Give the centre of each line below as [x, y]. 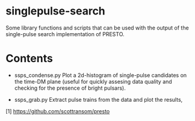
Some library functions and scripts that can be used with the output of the [97, 28]
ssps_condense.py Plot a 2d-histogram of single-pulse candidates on [101, 75]
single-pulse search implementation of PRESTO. [65, 34]
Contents [29, 59]
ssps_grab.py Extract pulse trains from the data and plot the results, [98, 99]
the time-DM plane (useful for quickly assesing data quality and [93, 81]
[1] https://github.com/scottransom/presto [58, 111]
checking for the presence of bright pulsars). [70, 88]
